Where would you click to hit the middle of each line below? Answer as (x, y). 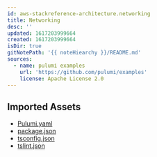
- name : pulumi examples (49, 66)
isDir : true (24, 46)
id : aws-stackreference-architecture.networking (79, 14)
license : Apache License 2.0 (62, 78)
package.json (37, 131)
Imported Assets (44, 106)
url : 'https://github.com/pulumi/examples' (84, 72)
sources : (20, 59)
